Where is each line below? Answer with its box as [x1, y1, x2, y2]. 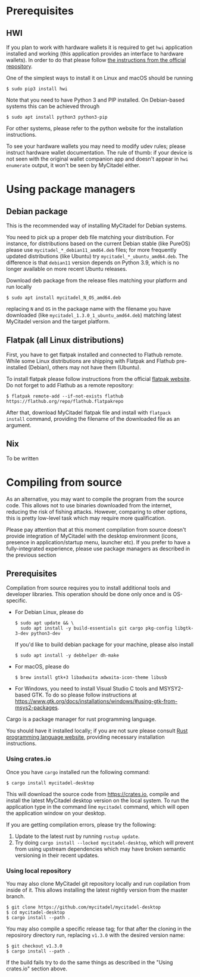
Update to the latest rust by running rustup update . [14, 833, 140, 840]
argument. [6, 421, 32, 429]
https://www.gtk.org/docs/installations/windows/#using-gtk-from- [14, 698, 178, 705]
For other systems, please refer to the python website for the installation [6, 125, 183, 132]
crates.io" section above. [6, 965, 67, 972]
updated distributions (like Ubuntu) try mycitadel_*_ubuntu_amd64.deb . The [6, 252, 189, 260]
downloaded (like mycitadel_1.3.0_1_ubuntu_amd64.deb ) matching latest [6, 312, 182, 319]
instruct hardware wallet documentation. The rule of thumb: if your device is [6, 149, 193, 156]
